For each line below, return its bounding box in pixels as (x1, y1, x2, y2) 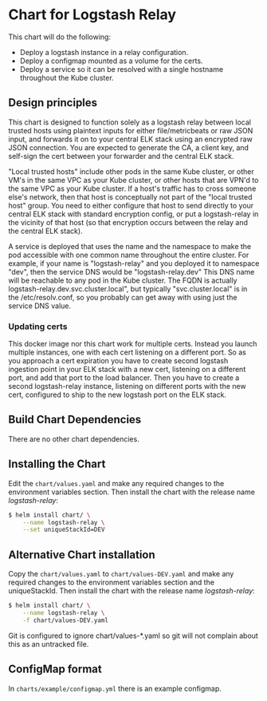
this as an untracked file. (8, 639, 89, 648)
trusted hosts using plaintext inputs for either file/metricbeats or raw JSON (8, 125, 253, 135)
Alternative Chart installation (8, 548, 155, 561)
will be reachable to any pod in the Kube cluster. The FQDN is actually (8, 275, 238, 285)
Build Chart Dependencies (8, 413, 142, 426)
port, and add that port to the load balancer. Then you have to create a (8, 373, 240, 382)
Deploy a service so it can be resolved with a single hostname (19, 64, 224, 73)
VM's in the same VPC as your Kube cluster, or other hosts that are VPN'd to (8, 175, 259, 184)
